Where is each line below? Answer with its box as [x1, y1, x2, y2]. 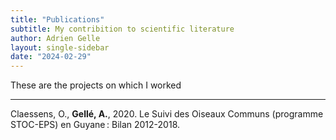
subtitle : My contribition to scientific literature [10, 24, 235, 34]
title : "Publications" [10, 14, 105, 25]
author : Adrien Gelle [10, 33, 101, 43]
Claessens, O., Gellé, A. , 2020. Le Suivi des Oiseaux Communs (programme [10, 108, 324, 120]
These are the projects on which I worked [10, 79, 182, 91]
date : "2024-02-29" [10, 52, 92, 62]
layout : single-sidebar [10, 42, 110, 53]
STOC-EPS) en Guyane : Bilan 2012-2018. [10, 119, 181, 131]
